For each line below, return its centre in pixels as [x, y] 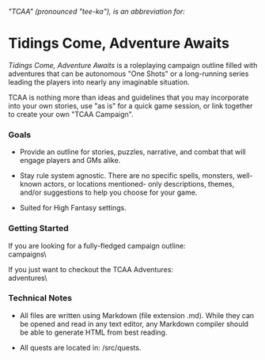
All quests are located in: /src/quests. [80, 347]
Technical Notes [40, 298]
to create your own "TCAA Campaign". [71, 114]
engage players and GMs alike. [70, 161]
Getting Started [38, 229]
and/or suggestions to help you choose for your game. [108, 192]
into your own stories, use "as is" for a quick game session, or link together [131, 105]
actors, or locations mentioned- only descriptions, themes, [139, 184]
